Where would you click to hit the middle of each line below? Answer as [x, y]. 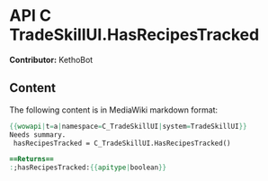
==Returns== [31, 159]
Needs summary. [38, 135]
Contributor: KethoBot [51, 59]
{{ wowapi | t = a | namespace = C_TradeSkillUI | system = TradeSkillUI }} [128, 126]
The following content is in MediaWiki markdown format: [114, 110]
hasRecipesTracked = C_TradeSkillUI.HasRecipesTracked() [122, 143]
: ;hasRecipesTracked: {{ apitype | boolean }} [88, 167]
